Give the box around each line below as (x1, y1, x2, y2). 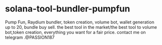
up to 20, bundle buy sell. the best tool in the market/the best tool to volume (5, 24, 157, 30)
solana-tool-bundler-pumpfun (5, 3, 130, 14)
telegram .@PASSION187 (5, 34, 55, 40)
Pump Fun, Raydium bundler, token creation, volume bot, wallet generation (5, 19, 155, 25)
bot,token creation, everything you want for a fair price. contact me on (5, 29, 146, 35)
